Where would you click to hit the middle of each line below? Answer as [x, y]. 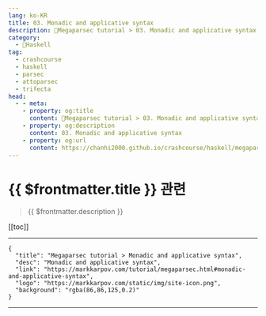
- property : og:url [55, 140]
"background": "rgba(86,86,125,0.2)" [78, 290]
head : [17, 96]
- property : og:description [68, 126]
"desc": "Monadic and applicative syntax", [88, 263]
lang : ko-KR [28, 15]
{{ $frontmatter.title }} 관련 [97, 189]
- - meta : [31, 103]
